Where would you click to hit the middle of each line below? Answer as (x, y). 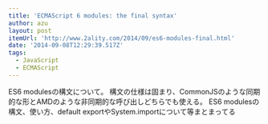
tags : (17, 53)
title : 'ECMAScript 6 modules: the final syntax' (93, 16)
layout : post (30, 30)
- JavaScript (37, 61)
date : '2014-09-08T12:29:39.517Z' (66, 46)
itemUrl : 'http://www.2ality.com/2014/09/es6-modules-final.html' (122, 38)
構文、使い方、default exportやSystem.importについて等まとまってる (122, 111)
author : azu (28, 23)
